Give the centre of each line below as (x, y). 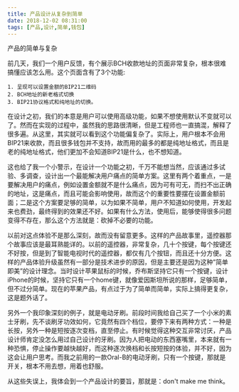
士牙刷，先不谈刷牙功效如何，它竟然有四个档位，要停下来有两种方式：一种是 (119, 322)
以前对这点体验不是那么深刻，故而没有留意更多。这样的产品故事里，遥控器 (116, 235)
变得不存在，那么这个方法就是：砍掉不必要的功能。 (82, 221)
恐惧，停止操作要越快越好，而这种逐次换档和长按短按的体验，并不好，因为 (122, 349)
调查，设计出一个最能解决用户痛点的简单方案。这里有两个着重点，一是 (129, 176)
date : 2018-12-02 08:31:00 (47, 21)
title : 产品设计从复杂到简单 (45, 14)
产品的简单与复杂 (32, 48)
